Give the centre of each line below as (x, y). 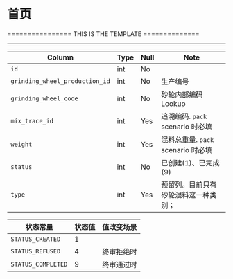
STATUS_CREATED (36, 239)
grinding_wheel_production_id (61, 81)
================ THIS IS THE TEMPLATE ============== (103, 34)
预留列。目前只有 (189, 184)
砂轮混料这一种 (185, 195)
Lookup (173, 103)
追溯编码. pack (184, 116)
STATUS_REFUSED (36, 251)
